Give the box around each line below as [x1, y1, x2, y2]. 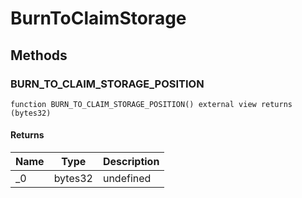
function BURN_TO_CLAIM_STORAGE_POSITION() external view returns [10, 99, 293, 109]
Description [102, 155, 160, 169]
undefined [102, 172, 152, 186]
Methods [10, 47, 68, 64]
